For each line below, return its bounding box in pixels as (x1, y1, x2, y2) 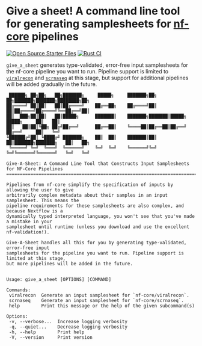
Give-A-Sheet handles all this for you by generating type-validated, (6, 239, 187, 246)
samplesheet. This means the (6, 197, 79, 203)
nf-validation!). (6, 229, 50, 235)
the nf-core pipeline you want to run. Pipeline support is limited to (6, 67, 169, 75)
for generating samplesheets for (6, 17, 171, 31)
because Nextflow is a (6, 208, 63, 214)
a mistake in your (6, 218, 52, 224)
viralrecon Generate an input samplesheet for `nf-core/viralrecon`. (8, 292, 189, 298)
